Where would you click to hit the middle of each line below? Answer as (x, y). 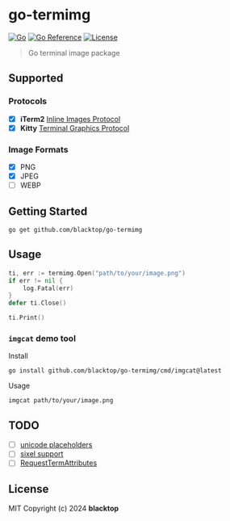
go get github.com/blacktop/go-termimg (75, 230)
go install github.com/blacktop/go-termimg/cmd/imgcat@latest (115, 371)
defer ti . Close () (38, 303)
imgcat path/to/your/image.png (61, 401)
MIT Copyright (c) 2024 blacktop (64, 508)
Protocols (28, 101)
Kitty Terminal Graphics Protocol (75, 128)
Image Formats (38, 149)
